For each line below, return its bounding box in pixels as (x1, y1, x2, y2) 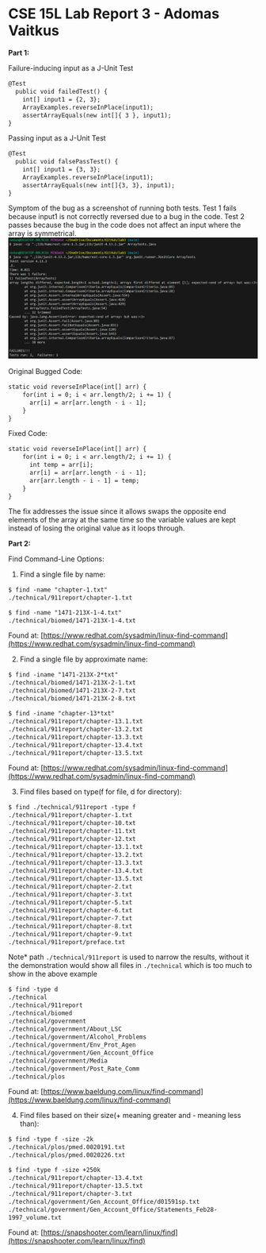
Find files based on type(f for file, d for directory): (19, 787, 182, 796)
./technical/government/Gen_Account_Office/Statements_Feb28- (8, 1206, 218, 1214)
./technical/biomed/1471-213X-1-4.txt (8, 617, 136, 625)
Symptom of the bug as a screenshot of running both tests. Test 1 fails (8, 203, 237, 213)
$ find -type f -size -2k (8, 1135, 93, 1143)
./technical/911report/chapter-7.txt (8, 915, 133, 923)
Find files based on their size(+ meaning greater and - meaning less (19, 1111, 241, 1120)
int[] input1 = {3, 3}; (22, 165, 101, 173)
